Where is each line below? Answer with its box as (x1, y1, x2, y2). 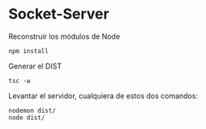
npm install (8, 47, 49, 55)
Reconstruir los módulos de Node (8, 31, 120, 41)
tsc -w (8, 77, 31, 85)
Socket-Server (8, 5, 109, 23)
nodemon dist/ (8, 106, 57, 114)
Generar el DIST (8, 61, 62, 71)
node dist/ (8, 114, 45, 122)
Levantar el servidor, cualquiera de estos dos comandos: (8, 90, 199, 101)
